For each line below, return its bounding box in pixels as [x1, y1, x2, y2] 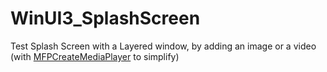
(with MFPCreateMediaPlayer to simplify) [10, 50, 180, 62]
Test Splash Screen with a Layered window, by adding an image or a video [10, 40, 317, 52]
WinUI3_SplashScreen [10, 7, 201, 30]
